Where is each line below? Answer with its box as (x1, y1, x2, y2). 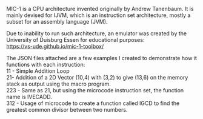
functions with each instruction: (6, 61, 85, 68)
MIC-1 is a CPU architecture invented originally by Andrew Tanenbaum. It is (6, 5, 194, 12)
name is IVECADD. (6, 93, 53, 100)
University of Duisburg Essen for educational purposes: (6, 36, 145, 43)
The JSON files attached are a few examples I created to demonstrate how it (6, 55, 197, 61)
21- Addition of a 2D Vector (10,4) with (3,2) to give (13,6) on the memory (6, 74, 188, 81)
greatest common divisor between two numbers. (6, 106, 128, 113)
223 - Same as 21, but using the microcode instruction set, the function (6, 87, 184, 93)
